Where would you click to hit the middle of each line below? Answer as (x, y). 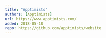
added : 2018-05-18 (24, 23)
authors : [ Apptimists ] (29, 14)
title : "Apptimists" (27, 10)
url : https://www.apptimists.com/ (41, 19)
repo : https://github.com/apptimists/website (53, 28)
